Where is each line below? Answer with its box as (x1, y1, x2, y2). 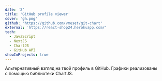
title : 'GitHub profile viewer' (5, 12, 70, 16)
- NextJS (9, 39, 27, 44)
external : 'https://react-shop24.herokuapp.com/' (5, 25, 107, 30)
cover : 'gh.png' (5, 16, 38, 21)
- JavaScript (9, 34, 36, 39)
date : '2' (5, 7, 25, 12)
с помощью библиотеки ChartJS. (5, 71, 74, 77)
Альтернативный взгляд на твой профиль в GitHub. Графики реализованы (5, 65, 158, 71)
